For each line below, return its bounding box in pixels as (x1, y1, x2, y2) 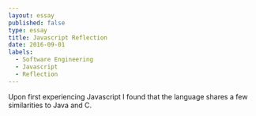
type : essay (8, 26, 47, 34)
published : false (8, 19, 66, 27)
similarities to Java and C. (8, 100, 92, 110)
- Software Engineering (15, 56, 93, 64)
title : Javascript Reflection (8, 33, 108, 42)
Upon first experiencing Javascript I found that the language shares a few (8, 92, 248, 101)
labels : (8, 48, 34, 56)
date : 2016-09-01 (8, 41, 66, 49)
